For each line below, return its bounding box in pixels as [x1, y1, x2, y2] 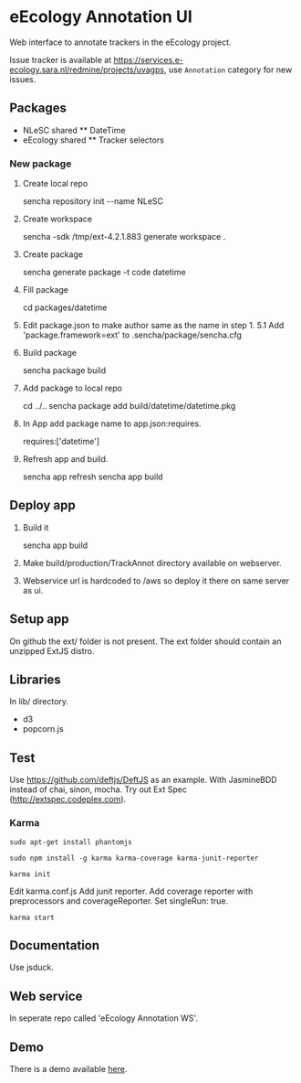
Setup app [9, 611, 69, 627]
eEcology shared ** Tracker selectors [22, 134, 164, 145]
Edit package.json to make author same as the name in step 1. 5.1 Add [22, 320, 285, 331]
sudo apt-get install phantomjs [9, 837, 132, 847]
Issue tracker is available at [9, 54, 112, 65]
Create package [22, 249, 84, 260]
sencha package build [22, 365, 107, 376]
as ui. [22, 584, 44, 595]
